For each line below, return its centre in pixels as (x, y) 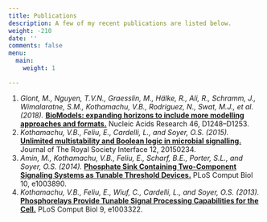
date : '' (23, 38)
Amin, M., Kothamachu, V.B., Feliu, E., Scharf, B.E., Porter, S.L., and (131, 158)
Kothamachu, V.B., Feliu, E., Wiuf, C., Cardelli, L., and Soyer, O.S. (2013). (140, 192)
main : (25, 61)
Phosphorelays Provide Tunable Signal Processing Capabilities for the (139, 200)
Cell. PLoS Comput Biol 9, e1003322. (81, 209)
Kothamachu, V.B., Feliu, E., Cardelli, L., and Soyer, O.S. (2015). (124, 132)
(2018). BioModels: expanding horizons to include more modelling (132, 115)
